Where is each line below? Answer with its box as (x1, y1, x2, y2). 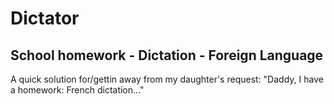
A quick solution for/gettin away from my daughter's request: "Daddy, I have (10, 73, 324, 85)
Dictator (10, 7, 80, 30)
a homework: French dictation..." (10, 84, 145, 96)
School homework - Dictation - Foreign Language (10, 47, 324, 64)
